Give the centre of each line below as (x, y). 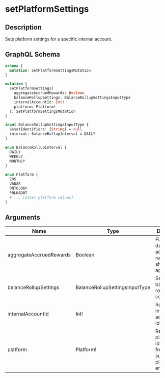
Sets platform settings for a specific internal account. (59, 39)
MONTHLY (17, 161)
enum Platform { (22, 175)
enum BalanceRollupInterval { (36, 147)
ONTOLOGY (18, 188)
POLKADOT (18, 193)
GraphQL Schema (33, 54)
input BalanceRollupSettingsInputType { (47, 125)
